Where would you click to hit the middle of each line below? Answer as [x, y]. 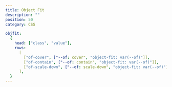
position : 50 [19, 19]
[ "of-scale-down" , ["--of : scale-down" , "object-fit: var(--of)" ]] [97, 67]
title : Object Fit [25, 10]
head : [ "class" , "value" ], [43, 43]
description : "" [23, 15]
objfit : [14, 34]
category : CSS [20, 24]
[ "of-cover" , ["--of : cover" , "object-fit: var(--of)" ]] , [87, 57]
